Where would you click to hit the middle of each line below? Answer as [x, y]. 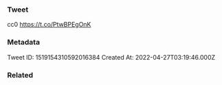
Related [20, 75]
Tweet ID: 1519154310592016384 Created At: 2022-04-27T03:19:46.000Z [111, 57]
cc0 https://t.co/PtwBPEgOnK [49, 25]
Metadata [23, 42]
